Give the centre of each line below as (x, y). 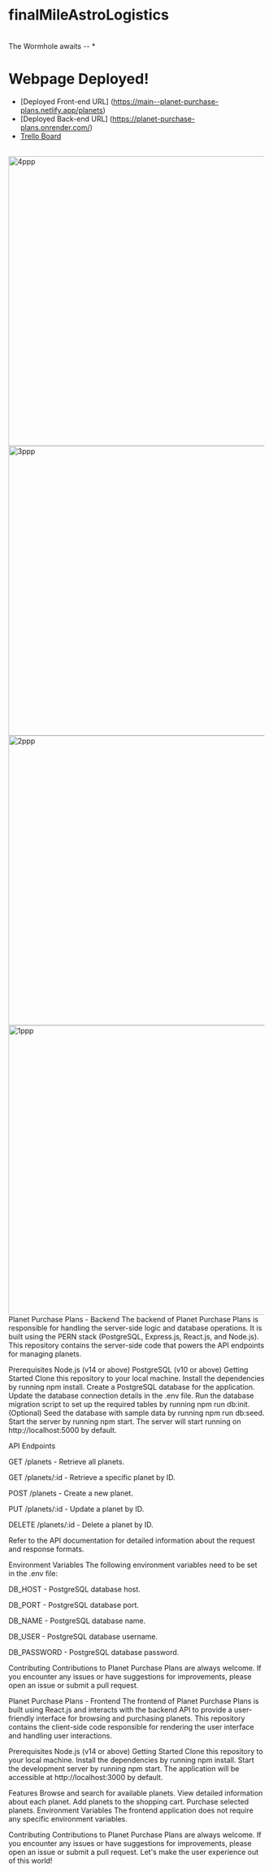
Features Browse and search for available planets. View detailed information (136, 1793)
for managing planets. (45, 1354)
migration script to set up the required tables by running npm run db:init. (129, 1404)
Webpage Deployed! (79, 79)
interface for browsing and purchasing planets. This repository (141, 1718)
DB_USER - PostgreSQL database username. (83, 1636)
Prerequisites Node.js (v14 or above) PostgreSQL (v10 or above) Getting (128, 1369)
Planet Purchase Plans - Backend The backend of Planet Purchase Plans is (133, 1319)
